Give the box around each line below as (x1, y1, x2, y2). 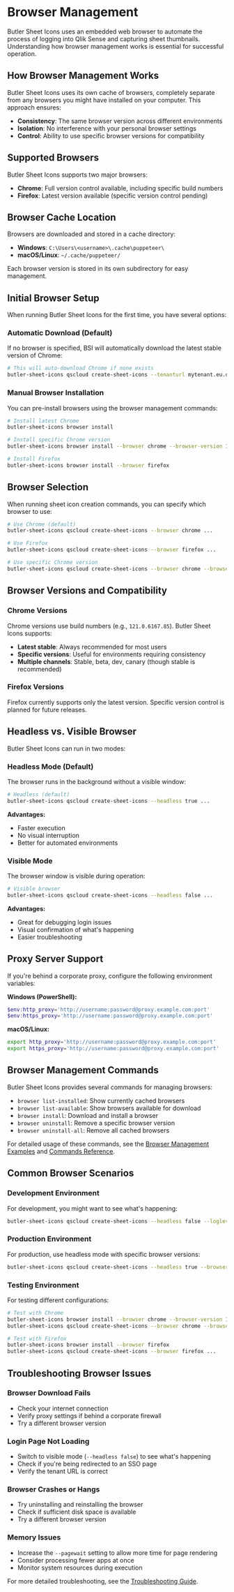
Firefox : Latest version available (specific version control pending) (17, 191, 208, 200)
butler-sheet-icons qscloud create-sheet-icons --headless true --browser (7, 1263, 229, 1271)
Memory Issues (7, 1533, 61, 1542)
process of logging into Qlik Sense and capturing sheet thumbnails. (7, 34, 201, 43)
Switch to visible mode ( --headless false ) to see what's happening (17, 1452, 211, 1461)
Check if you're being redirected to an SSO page (17, 1460, 157, 1468)
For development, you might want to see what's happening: (7, 1204, 178, 1212)
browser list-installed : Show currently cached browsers (17, 1096, 185, 1105)
